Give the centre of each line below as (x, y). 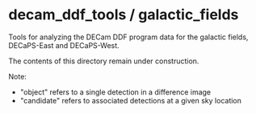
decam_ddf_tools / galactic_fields (124, 15)
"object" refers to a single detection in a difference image (115, 92)
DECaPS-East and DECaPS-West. (64, 45)
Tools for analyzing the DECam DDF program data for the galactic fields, (128, 37)
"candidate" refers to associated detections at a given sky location (131, 100)
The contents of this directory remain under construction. (104, 61)
